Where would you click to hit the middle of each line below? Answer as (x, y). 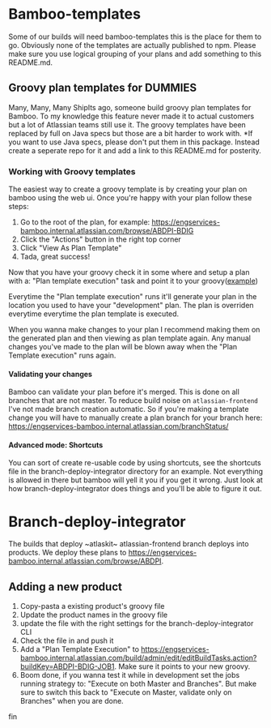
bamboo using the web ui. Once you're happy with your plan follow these (130, 198)
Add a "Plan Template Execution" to (80, 649)
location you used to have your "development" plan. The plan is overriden (131, 306)
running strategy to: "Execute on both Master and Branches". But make (138, 684)
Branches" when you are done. (72, 701)
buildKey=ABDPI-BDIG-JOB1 (67, 666)
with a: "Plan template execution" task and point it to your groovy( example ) (133, 281)
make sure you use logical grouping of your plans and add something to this (135, 54)
